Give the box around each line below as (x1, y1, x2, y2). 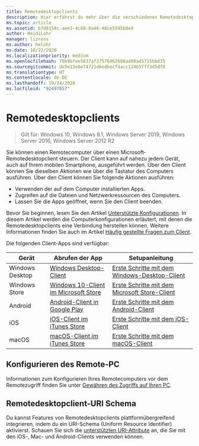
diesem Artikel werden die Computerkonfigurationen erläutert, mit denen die (6, 216, 192, 223)
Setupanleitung (129, 254, 174, 262)
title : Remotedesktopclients (6, 8, 78, 15)
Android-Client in (50, 297, 99, 306)
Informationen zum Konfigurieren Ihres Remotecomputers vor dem (6, 375, 169, 382)
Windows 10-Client (50, 281, 105, 289)
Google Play (50, 305, 84, 313)
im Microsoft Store (50, 288, 102, 296)
